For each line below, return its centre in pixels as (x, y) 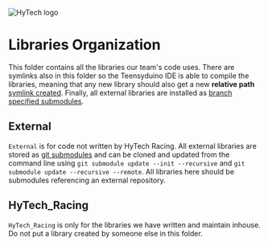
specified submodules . (46, 101)
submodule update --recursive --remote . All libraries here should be (122, 171)
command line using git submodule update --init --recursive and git (127, 163)
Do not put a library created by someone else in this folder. (105, 233)
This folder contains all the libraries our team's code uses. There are (122, 67)
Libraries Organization (85, 45)
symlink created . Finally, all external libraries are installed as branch (120, 92)
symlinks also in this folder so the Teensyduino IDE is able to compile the (129, 76)
